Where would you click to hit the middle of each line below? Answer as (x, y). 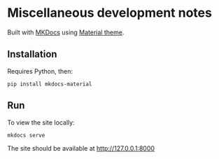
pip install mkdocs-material (50, 84)
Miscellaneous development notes (109, 13)
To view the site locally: (41, 122)
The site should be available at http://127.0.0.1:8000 (81, 148)
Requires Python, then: (40, 71)
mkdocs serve (26, 135)
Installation (32, 54)
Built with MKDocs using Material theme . (66, 32)
